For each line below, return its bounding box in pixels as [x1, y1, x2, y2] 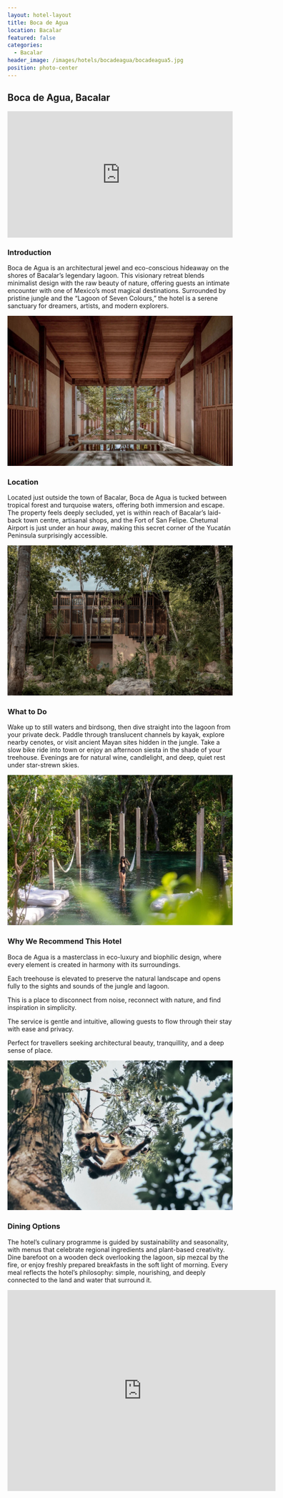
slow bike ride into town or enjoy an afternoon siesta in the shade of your [7, 745, 222, 754]
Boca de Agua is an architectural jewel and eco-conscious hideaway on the [7, 264, 229, 272]
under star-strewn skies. [7, 761, 80, 770]
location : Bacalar [7, 26, 62, 34]
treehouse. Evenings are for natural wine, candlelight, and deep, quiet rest [7, 753, 226, 762]
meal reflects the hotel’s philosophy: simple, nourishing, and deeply [7, 1268, 206, 1276]
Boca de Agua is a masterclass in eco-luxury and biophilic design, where [7, 953, 222, 961]
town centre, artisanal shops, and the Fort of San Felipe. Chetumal [24, 516, 219, 525]
